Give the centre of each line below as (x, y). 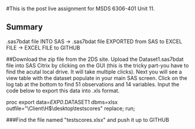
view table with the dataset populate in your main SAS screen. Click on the (97, 78)
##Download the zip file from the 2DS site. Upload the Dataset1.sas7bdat (95, 59)
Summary (25, 27)
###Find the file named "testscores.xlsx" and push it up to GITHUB (88, 120)
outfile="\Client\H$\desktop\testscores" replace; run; (71, 108)
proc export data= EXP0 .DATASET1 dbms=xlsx (62, 102)
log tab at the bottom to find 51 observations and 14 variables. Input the (93, 84)
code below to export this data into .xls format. (63, 91)
